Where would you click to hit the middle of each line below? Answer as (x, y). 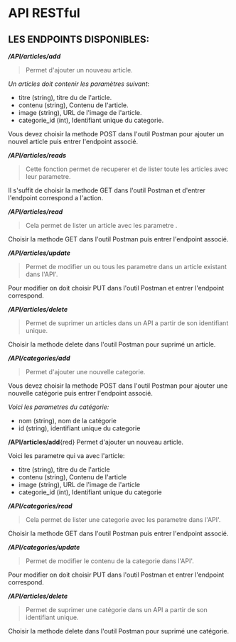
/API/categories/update (44, 547)
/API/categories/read (41, 506)
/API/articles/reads (37, 155)
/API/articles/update (39, 253)
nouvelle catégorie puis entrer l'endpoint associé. (81, 393)
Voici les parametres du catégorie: (59, 407)
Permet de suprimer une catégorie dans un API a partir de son (117, 610)
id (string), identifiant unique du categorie (79, 428)
